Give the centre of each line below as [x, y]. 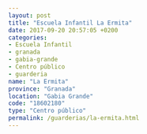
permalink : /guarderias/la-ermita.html [74, 118]
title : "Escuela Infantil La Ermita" [70, 23]
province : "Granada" [42, 89]
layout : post [30, 15]
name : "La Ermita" [38, 81]
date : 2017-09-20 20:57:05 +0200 [63, 30]
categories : [28, 37]
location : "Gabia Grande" [51, 96]
